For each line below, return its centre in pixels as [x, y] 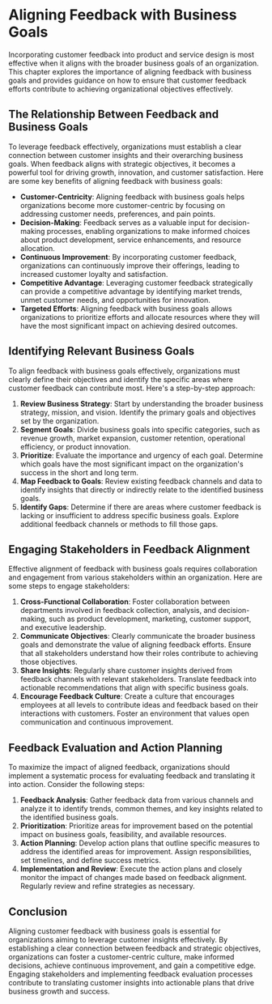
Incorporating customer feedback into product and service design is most [132, 54]
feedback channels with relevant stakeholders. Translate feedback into [138, 679]
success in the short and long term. [79, 472]
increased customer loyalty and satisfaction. [94, 274]
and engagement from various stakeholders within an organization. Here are [136, 577]
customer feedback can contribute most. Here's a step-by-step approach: [132, 388]
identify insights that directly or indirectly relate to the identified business [142, 489]
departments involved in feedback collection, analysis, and [118, 610]
